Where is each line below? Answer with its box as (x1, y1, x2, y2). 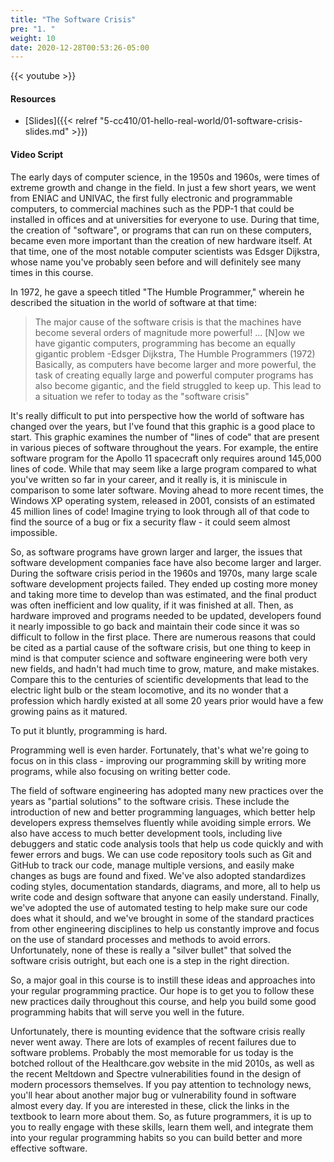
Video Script (10, 149, 64, 161)
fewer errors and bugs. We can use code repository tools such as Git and (10, 848, 312, 860)
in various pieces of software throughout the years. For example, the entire (10, 441, 319, 453)
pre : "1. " (10, 24, 56, 34)
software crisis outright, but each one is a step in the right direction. (10, 954, 290, 966)
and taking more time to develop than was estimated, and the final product (10, 588, 317, 600)
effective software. (10, 1142, 88, 1154)
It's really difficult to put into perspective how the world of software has (10, 409, 305, 421)
